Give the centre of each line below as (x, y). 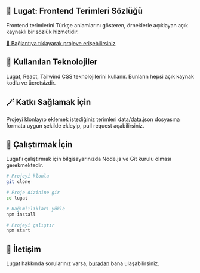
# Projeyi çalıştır (30, 225)
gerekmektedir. (25, 165)
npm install (21, 214)
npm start (19, 231)
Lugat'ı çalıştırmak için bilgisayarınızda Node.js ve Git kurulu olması (89, 159)
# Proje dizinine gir (33, 193)
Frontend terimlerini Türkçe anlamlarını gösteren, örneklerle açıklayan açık (97, 25)
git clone (19, 182)
